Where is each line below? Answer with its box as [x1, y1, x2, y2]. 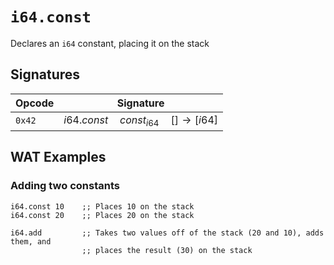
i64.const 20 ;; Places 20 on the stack [10, 210, 195, 220]
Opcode [15, 96, 55, 110]
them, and [10, 236, 52, 247]
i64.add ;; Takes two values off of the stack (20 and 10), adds [10, 228, 325, 238]
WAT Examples [10, 149, 107, 166]
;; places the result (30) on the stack [81, 245, 253, 255]
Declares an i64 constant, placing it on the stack [10, 37, 210, 49]
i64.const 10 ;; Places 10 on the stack [10, 201, 195, 212]
